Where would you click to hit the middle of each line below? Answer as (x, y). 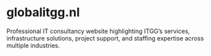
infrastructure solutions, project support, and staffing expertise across (105, 38)
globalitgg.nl (43, 12)
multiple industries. (33, 45)
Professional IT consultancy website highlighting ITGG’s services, (98, 31)
